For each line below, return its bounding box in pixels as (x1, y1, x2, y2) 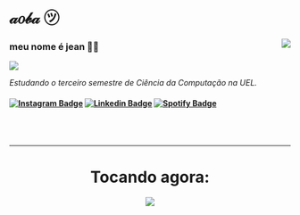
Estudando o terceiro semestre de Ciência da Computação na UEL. (9, 78, 257, 88)
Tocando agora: (90, 167, 210, 187)
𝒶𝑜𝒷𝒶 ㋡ (9, 8, 60, 29)
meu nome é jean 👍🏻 (9, 41, 100, 54)
